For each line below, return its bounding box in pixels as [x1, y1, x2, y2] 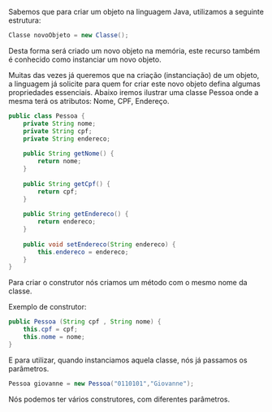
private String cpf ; [23, 127, 93, 135]
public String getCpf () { [23, 180, 111, 188]
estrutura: [8, 15, 41, 25]
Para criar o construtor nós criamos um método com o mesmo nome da [8, 278, 248, 288]
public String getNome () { [23, 150, 114, 158]
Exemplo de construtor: [8, 302, 87, 312]
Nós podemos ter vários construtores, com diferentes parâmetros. [8, 394, 230, 404]
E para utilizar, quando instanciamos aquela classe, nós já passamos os [8, 355, 248, 365]
